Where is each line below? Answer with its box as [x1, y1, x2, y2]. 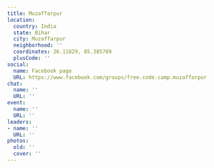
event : [7, 99, 26, 106]
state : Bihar [13, 29, 51, 36]
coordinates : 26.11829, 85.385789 [13, 49, 112, 56]
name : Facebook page [13, 67, 72, 74]
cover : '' [13, 150, 41, 158]
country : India [13, 23, 57, 29]
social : [7, 61, 29, 68]
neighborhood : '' [13, 42, 63, 49]
